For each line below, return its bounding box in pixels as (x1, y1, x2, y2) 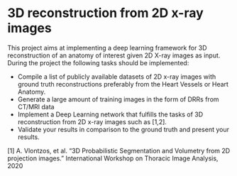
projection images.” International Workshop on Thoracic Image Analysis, (7, 154, 219, 163)
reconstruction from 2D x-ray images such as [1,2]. (17, 117, 167, 126)
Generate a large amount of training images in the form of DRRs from (17, 94, 219, 104)
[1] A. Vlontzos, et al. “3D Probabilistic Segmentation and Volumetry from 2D (7, 146, 231, 155)
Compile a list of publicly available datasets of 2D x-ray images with (17, 72, 216, 81)
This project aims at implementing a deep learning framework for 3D (7, 43, 207, 52)
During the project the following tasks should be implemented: (7, 58, 189, 67)
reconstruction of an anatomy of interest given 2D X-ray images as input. (7, 51, 221, 60)
